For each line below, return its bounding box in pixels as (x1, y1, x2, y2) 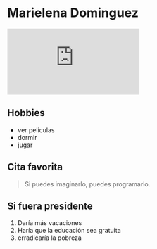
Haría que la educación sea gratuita (17, 226, 121, 235)
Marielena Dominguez (7, 5, 139, 21)
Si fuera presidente (7, 200, 93, 212)
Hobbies (7, 107, 46, 119)
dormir (17, 133, 37, 141)
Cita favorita (7, 161, 63, 173)
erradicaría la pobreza (17, 234, 82, 242)
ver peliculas (17, 125, 55, 134)
